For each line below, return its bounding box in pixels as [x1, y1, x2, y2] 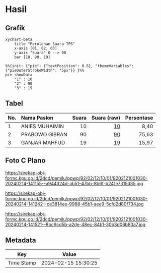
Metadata [5, 236, 36, 245]
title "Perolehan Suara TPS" [14, 41, 75, 46]
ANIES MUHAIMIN [21, 123, 64, 130]
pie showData [5, 72, 33, 77]
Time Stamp [8, 259, 37, 266]
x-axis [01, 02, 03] [14, 46, 57, 51]
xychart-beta [5, 37, 33, 42]
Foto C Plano [5, 156, 46, 165]
